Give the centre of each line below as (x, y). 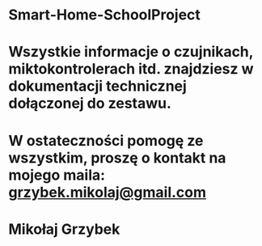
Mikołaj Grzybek (64, 229)
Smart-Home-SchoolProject (104, 15)
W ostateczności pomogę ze (106, 140)
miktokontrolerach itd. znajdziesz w (131, 69)
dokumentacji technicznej (98, 86)
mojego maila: (57, 175)
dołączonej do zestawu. (90, 104)
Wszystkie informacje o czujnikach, (131, 52)
